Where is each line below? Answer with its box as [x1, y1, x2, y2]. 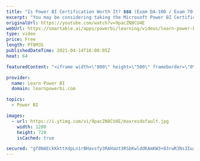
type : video [6, 31, 36, 37]
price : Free [6, 36, 36, 42]
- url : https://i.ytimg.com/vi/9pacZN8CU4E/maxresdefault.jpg [11, 118, 169, 124]
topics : [6, 97, 26, 103]
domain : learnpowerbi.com [11, 86, 76, 92]
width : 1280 [17, 123, 46, 130]
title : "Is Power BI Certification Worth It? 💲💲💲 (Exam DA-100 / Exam [6, 8, 185, 15]
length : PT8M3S [6, 42, 44, 48]
